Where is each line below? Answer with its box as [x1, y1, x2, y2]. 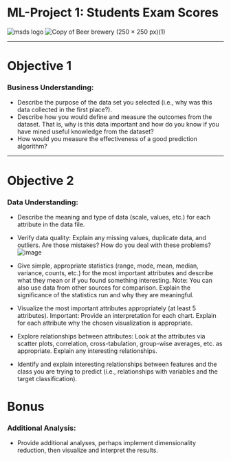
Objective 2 [7, 173, 74, 189]
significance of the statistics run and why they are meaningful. [16, 290, 194, 299]
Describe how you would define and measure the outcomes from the [16, 113, 212, 121]
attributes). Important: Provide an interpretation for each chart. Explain [16, 311, 217, 319]
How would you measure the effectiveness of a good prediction [16, 135, 198, 143]
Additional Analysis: [7, 423, 76, 433]
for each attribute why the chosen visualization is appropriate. [16, 319, 193, 327]
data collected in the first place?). [16, 105, 112, 114]
